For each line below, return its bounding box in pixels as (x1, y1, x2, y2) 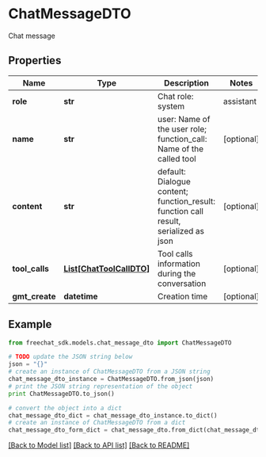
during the (157, 268, 196, 279)
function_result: (157, 196, 216, 207)
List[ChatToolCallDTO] (63, 263, 150, 274)
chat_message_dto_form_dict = (8, 426, 108, 434)
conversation (157, 278, 207, 289)
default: (157, 166, 186, 177)
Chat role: (157, 90, 194, 101)
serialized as (157, 225, 204, 236)
